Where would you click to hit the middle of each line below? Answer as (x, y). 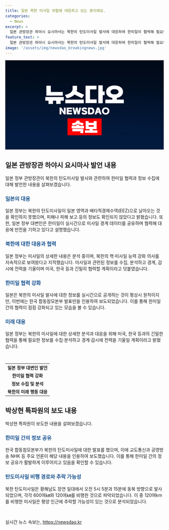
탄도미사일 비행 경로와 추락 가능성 (43, 477)
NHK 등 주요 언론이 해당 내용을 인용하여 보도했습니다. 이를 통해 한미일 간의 (83, 456)
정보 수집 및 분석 (27, 384)
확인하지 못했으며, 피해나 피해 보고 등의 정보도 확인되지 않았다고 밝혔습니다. (84, 217)
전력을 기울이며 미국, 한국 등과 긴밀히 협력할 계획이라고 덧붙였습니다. (81, 269)
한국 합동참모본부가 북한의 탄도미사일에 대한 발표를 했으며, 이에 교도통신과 (78, 450)
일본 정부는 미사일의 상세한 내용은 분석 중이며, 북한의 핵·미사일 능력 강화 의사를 (82, 256)
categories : (18, 16)
